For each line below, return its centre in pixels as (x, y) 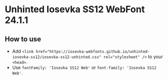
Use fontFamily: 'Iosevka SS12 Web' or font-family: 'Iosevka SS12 (84, 68)
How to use (23, 39)
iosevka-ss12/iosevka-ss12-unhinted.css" (57, 57)
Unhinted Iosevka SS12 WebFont (75, 9)
